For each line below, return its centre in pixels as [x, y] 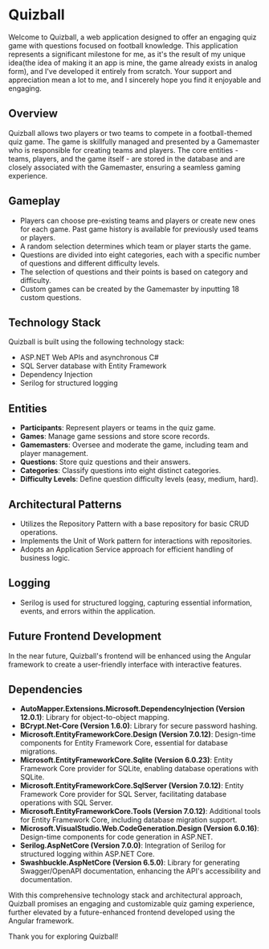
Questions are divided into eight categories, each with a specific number [140, 254]
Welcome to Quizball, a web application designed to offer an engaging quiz [132, 37]
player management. [54, 454]
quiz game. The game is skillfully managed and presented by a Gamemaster [134, 142]
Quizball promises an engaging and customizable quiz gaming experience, [132, 904]
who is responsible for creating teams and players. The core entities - [123, 150]
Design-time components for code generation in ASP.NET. [116, 837]
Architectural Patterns [65, 504]
